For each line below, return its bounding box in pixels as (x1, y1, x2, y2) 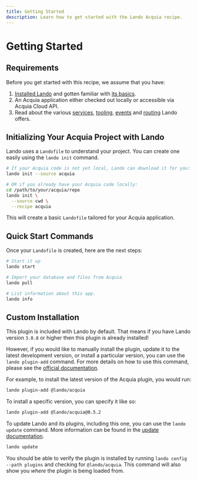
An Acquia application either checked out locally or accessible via (14, 96, 175, 103)
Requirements (6, 63, 59, 73)
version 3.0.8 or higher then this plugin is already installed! (6, 334, 149, 341)
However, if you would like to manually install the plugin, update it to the (6, 346, 180, 353)
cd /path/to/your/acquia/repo (6, 187, 81, 193)
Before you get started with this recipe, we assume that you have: (6, 78, 165, 86)
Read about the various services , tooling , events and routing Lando (14, 109, 178, 116)
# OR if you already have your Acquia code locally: (6, 182, 138, 188)
